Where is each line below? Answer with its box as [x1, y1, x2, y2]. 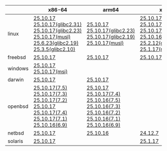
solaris [7, 138, 23, 145]
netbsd [7, 130, 24, 136]
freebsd [7, 54, 26, 61]
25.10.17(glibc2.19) [86, 33, 135, 40]
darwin [7, 76, 24, 83]
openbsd [7, 103, 29, 110]
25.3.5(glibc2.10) [33, 46, 76, 53]
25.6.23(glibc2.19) [33, 40, 79, 46]
